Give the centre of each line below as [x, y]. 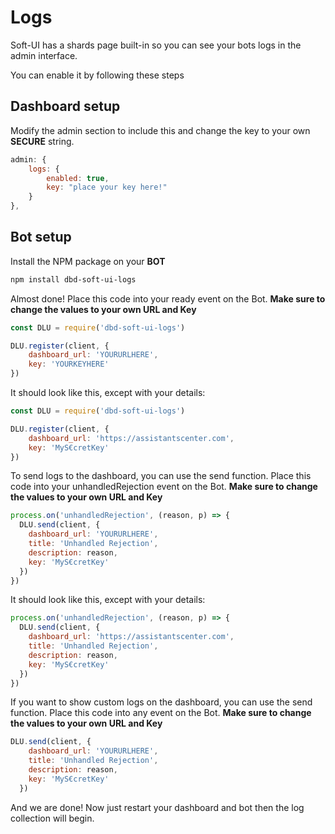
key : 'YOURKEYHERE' [69, 364]
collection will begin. [52, 818]
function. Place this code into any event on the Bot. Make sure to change [161, 713]
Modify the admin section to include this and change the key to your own [160, 130]
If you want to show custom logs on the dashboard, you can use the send [161, 702]
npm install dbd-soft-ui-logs [73, 279]
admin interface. [44, 55]
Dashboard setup [65, 106]
